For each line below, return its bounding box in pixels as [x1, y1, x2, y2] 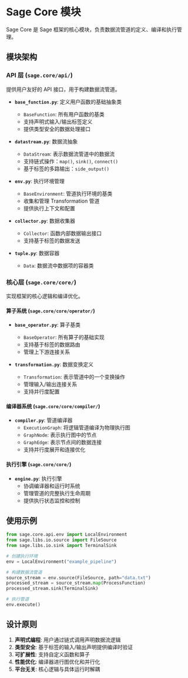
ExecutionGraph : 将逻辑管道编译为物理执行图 [23, 424, 130, 431]
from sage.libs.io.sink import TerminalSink [6, 543, 117, 549]
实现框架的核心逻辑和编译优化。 [6, 292, 83, 300]
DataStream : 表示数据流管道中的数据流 [23, 150, 115, 157]
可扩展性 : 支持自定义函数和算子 [14, 650, 90, 658]
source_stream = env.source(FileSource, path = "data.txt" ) [6, 575, 151, 580]
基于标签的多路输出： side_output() [23, 165, 110, 172]
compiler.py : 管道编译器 [14, 417, 73, 424]
